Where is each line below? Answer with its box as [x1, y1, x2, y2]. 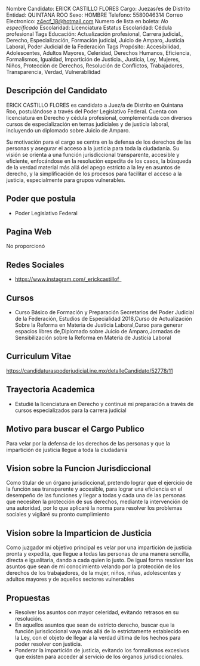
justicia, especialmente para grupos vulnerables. [6, 176, 126, 184]
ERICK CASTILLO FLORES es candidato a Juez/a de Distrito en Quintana [6, 101, 183, 109]
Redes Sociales [6, 259, 64, 270]
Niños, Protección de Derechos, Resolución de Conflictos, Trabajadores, [6, 62, 184, 69]
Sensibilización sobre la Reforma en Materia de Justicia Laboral [14, 334, 171, 342]
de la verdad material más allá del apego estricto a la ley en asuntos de [6, 163, 181, 171]
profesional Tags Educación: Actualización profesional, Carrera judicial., [6, 30, 183, 38]
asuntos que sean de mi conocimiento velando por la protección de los [6, 563, 181, 570]
